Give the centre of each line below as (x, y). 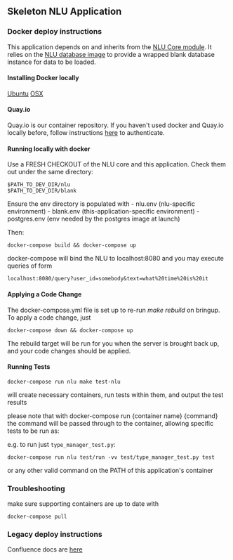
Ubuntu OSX (25, 93)
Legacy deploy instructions (55, 534)
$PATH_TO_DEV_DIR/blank (42, 191)
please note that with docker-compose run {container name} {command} (113, 416)
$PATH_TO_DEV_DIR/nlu (39, 185)
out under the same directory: (50, 172)
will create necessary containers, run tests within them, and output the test (115, 395)
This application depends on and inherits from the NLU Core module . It (109, 47)
